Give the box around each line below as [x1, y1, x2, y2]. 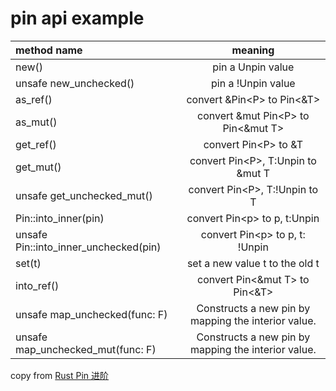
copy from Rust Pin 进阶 [10, 369, 110, 381]
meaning [231, 43, 275, 57]
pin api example [10, 7, 145, 30]
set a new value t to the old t [186, 256, 320, 270]
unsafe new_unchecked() [15, 76, 135, 90]
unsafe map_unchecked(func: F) [15, 307, 168, 321]
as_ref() [15, 92, 53, 106]
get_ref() [15, 137, 57, 151]
